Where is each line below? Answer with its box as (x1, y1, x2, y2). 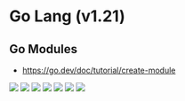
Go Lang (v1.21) (9, 6, 126, 27)
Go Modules (9, 42, 78, 57)
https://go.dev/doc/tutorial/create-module (21, 65, 176, 75)
